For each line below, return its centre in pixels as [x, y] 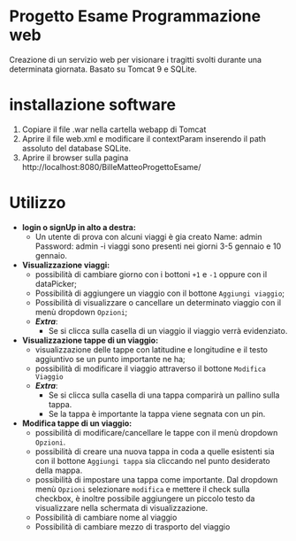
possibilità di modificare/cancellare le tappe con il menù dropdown [156, 432]
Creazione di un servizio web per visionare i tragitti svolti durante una [136, 59]
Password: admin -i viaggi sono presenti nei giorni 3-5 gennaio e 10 [158, 246]
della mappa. [59, 470]
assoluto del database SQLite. [76, 148]
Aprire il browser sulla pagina [75, 158]
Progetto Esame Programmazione [135, 16]
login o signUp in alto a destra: [79, 227]
